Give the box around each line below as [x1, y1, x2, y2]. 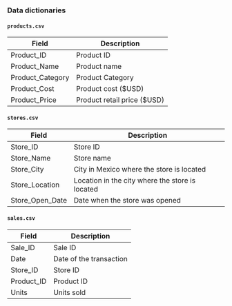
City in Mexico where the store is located [73, 165, 206, 174]
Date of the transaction [52, 254, 128, 263]
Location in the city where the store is [73, 176, 195, 185]
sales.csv [7, 214, 36, 222]
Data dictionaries [7, 6, 66, 15]
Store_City [10, 165, 44, 174]
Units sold [52, 287, 86, 297]
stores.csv [7, 114, 39, 121]
